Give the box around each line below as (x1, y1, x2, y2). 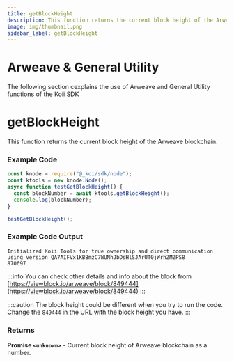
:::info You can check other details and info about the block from (7, 272, 192, 281)
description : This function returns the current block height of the (7, 17, 214, 24)
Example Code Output (7, 232, 84, 242)
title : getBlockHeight (7, 10, 73, 17)
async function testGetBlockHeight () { (7, 184, 123, 191)
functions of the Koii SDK (7, 90, 79, 98)
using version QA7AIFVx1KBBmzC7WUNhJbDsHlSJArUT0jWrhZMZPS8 (7, 253, 186, 261)
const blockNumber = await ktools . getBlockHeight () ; (13, 190, 170, 197)
